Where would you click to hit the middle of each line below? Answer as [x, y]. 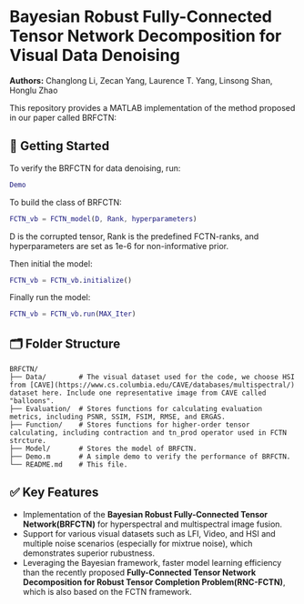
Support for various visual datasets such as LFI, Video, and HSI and [149, 533]
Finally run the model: [50, 297]
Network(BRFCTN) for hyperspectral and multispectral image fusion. [152, 524]
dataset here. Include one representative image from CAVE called [138, 393]
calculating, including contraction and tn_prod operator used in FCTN [148, 433]
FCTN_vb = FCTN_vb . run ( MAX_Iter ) [73, 314]
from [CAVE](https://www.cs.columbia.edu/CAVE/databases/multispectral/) [152, 385]
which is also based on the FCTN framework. [107, 591]
